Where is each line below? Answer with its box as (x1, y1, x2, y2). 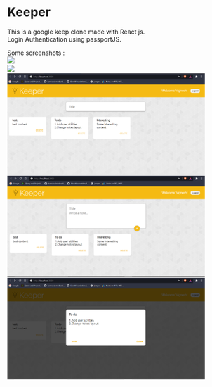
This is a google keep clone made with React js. (7, 27, 145, 36)
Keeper (7, 4, 51, 20)
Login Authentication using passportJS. (7, 34, 121, 43)
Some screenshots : (7, 49, 65, 57)
